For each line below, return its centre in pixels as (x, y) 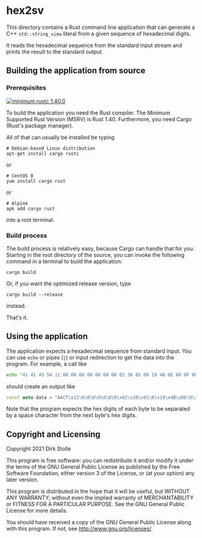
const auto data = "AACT (37, 397)
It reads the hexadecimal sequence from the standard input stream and (94, 45)
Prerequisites (26, 88)
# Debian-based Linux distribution (51, 148)
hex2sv (25, 11)
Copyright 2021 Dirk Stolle (38, 449)
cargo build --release (35, 294)
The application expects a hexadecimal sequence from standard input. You (99, 351)
